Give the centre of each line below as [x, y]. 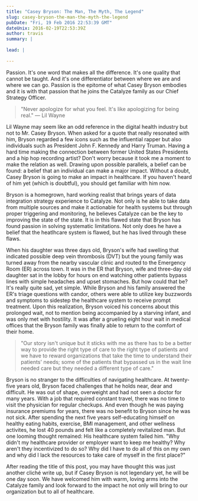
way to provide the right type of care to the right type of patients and [104, 349]
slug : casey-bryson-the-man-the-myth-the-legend [67, 17]
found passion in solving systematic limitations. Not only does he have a [94, 226]
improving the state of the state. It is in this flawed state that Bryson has [94, 220]
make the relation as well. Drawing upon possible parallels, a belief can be [96, 164]
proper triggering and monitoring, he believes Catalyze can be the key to [95, 213]
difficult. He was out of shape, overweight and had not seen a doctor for [94, 392]
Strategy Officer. [26, 97]
